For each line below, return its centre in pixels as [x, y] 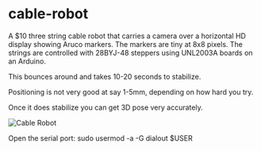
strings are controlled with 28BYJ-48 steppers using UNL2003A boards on [130, 52]
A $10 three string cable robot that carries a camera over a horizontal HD [127, 36]
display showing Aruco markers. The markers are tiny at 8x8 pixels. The [126, 44]
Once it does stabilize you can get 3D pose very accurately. [106, 107]
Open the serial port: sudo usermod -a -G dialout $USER [100, 138]
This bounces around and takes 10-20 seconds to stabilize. [105, 76]
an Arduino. [27, 61]
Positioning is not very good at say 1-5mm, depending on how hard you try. [131, 91]
